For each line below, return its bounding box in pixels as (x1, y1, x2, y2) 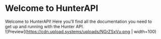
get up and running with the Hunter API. (5, 23, 84, 29)
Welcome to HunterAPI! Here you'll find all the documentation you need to (5, 19, 152, 24)
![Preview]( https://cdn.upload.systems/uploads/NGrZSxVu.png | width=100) (5, 29, 157, 34)
